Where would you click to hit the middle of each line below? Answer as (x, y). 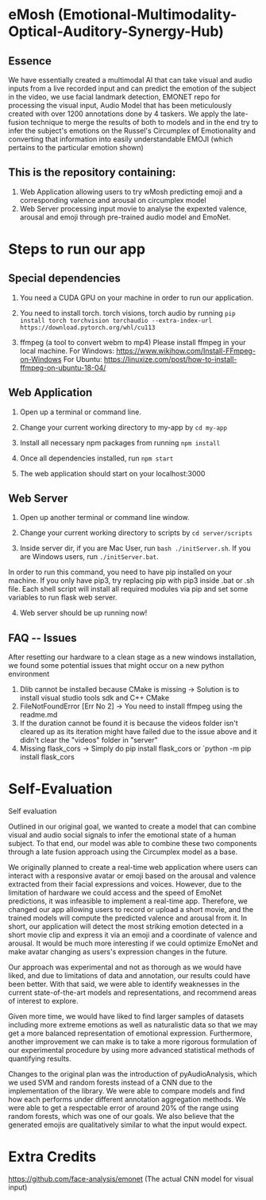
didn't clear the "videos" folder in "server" (89, 740)
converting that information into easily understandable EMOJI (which (121, 139)
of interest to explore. (43, 1001)
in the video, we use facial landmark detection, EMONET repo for (114, 97)
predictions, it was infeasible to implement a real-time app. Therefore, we (128, 901)
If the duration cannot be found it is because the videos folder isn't (129, 723)
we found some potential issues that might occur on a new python (116, 666)
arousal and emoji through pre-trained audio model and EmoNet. (125, 217)
